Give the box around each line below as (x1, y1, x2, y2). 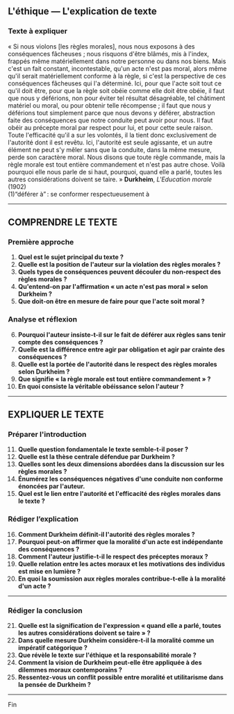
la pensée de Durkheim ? (17, 680, 91, 688)
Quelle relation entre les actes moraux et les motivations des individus (17, 559, 225, 568)
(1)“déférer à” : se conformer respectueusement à (8, 190, 150, 198)
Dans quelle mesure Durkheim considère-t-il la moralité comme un (17, 636, 215, 645)
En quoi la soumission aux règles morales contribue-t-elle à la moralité (17, 574, 226, 583)
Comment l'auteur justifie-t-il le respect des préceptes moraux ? (17, 552, 208, 561)
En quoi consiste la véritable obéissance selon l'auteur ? (17, 382, 184, 390)
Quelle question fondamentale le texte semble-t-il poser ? (17, 445, 189, 454)
